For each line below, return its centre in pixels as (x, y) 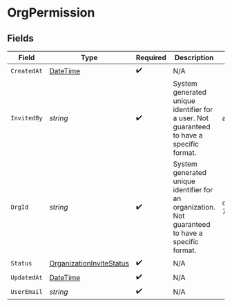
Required (151, 58)
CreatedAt (27, 71)
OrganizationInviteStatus (89, 263)
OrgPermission (51, 13)
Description (194, 58)
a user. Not (191, 118)
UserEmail (27, 291)
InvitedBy (27, 118)
